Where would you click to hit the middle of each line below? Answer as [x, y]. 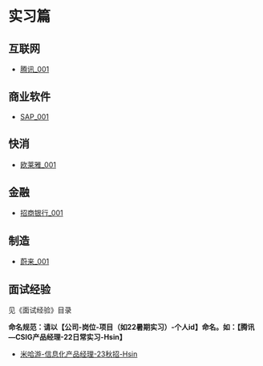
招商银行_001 [41, 213]
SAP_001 [34, 116]
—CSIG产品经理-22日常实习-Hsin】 [67, 337]
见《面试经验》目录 [40, 310]
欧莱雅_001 [38, 164]
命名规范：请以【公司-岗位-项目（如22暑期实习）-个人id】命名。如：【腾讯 [131, 327]
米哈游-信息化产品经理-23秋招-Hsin [79, 354]
